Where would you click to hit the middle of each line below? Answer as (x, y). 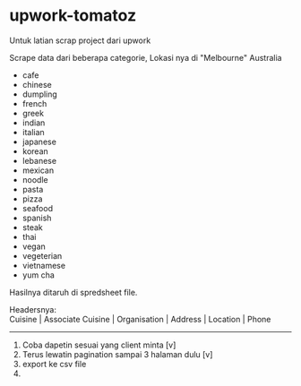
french (34, 103)
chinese (37, 84)
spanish (37, 218)
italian (33, 132)
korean (35, 151)
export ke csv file (54, 364)
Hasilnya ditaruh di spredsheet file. (73, 292)
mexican (38, 170)
